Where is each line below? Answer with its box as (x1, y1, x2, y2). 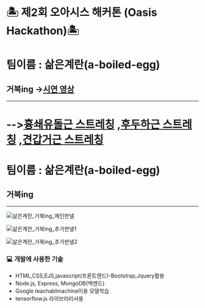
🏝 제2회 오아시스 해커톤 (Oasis (6, 5, 157, 20)
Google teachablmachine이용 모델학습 (15, 287, 110, 295)
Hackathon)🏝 (6, 24, 79, 38)
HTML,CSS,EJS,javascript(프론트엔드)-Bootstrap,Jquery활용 (15, 272, 165, 279)
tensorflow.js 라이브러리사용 (15, 295, 84, 302)
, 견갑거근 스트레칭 (18, 133, 104, 147)
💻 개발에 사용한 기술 (6, 255, 63, 263)
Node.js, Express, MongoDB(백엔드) (15, 279, 105, 287)
